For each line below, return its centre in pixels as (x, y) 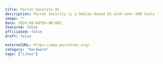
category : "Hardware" (27, 49)
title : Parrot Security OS (32, 9)
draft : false (18, 37)
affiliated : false (24, 32)
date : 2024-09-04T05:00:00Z (33, 23)
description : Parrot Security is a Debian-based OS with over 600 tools (80, 14)
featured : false (21, 27)
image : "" (15, 18)
